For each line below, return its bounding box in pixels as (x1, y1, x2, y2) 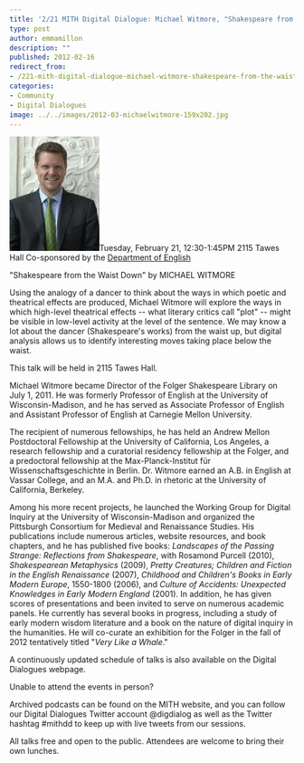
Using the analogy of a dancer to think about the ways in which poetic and (9, 287, 287, 298)
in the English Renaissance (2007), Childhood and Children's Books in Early (9, 569, 292, 580)
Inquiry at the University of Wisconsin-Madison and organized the (9, 512, 255, 523)
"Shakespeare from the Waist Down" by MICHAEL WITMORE (9, 270, 236, 281)
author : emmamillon (9, 34, 83, 43)
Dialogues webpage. (9, 664, 86, 675)
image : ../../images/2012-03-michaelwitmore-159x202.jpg (9, 110, 229, 120)
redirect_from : (9, 63, 67, 72)
